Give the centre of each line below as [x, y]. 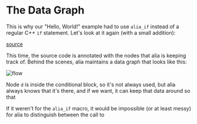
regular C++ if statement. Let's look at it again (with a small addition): [91, 32]
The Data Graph [45, 10]
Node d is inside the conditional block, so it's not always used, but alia [91, 84]
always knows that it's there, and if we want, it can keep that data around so [98, 91]
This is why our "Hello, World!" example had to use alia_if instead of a [93, 26]
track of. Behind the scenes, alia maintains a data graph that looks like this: [96, 62]
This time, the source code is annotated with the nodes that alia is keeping [96, 55]
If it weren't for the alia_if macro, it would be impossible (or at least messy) [99, 108]
